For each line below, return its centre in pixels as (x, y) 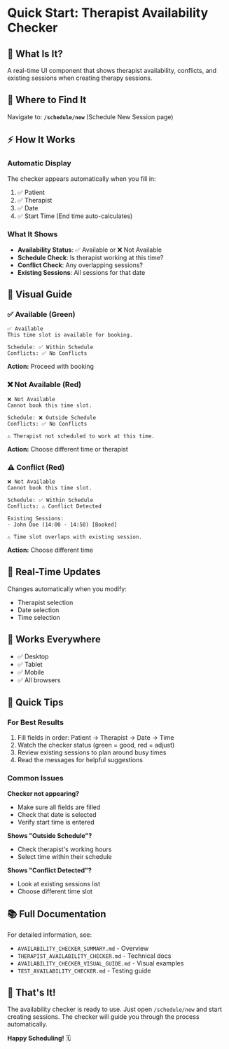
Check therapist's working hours (64, 849)
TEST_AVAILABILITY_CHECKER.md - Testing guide (84, 970)
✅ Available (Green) (41, 315)
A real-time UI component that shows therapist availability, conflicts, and (112, 70)
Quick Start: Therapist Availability (108, 13)
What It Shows (33, 234)
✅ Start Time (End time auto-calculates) (75, 216)
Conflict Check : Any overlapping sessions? (80, 265)
